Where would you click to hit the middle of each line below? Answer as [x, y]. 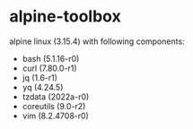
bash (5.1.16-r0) [51, 58]
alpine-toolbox [65, 17]
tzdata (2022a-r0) [56, 97]
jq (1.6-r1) [40, 77]
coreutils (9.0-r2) [54, 106]
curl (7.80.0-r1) [50, 68]
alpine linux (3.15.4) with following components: [97, 41]
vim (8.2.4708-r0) [56, 116]
